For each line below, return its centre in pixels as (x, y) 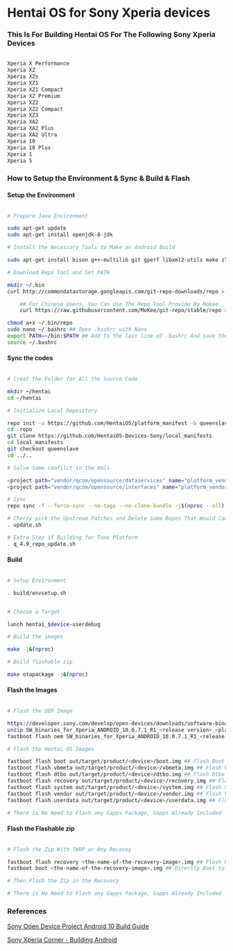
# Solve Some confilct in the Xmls (59, 468)
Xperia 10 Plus (29, 147)
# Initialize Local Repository (52, 411)
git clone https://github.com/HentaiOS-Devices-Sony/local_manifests (110, 436)
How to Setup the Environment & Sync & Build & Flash (99, 179)
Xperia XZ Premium (34, 96)
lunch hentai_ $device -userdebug (54, 624)
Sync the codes (30, 358)
